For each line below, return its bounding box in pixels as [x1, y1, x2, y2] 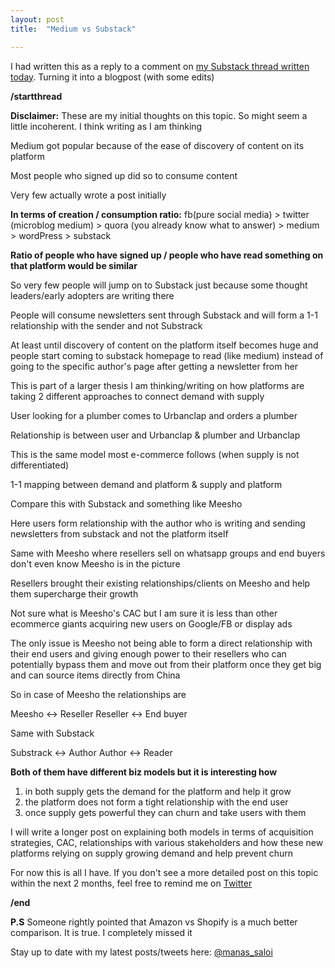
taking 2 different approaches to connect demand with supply [10, 390, 265, 402]
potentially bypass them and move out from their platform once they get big [10, 658, 322, 670]
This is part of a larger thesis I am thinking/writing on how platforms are [10, 379, 305, 391]
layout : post [10, 14, 65, 25]
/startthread [10, 90, 63, 102]
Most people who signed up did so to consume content [10, 169, 238, 181]
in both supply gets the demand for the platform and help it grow [24, 785, 292, 797]
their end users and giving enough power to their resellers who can [10, 647, 287, 660]
